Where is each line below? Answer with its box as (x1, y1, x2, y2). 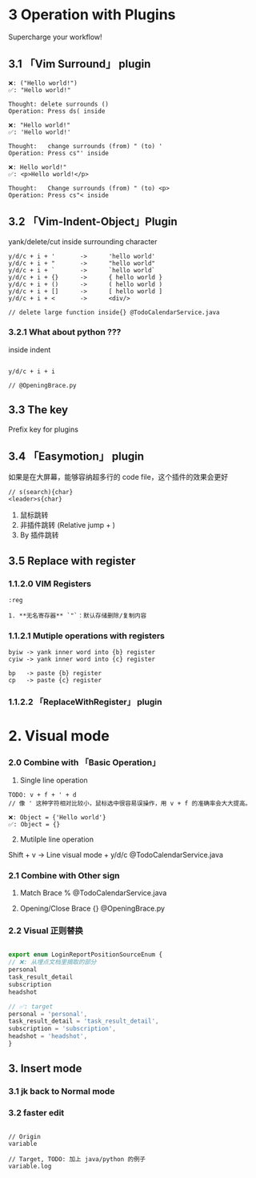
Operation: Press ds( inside (8, 107, 106, 115)
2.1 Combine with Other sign (8, 870, 120, 881)
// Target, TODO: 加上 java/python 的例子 (8, 1155, 146, 1163)
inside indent (8, 344, 51, 354)
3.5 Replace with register (8, 554, 136, 568)
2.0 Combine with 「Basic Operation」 (8, 757, 161, 768)
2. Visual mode (8, 726, 110, 745)
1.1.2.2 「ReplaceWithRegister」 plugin (8, 697, 162, 708)
